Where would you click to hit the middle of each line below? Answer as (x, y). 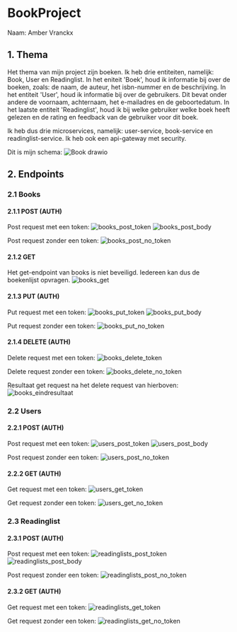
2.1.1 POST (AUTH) (35, 211)
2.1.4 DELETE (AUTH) (39, 342)
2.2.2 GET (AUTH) (34, 473)
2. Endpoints (36, 174)
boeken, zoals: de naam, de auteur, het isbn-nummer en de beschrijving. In (117, 87)
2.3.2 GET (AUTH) (34, 591)
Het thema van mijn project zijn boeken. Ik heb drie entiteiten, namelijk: (111, 71)
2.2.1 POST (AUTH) (36, 428)
